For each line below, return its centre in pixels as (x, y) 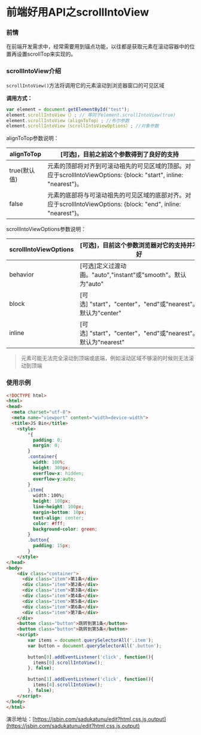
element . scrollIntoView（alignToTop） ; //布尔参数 (68, 120)
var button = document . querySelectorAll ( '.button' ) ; (95, 646)
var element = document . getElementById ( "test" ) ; (68, 109)
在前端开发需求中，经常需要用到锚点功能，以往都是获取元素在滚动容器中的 (98, 47)
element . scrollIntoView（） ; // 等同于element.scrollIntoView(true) (91, 115)
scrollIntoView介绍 (34, 71)
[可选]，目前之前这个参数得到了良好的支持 (120, 154)
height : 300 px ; (51, 467)
